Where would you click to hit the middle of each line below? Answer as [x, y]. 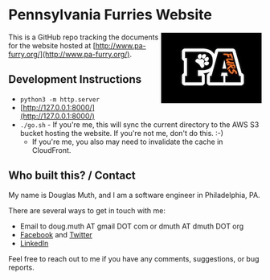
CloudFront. [51, 150]
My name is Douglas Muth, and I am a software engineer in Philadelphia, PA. [134, 195]
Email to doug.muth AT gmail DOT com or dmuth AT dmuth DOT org [132, 226]
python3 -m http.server [60, 99]
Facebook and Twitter [56, 234]
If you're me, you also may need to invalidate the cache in [127, 142]
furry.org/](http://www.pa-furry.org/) [69, 54]
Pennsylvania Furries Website [110, 15]
